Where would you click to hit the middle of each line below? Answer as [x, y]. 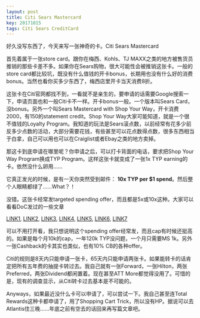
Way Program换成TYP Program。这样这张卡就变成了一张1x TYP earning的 [97, 159]
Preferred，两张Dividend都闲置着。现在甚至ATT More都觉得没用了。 [90, 274]
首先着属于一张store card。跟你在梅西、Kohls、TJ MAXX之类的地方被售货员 [100, 59]
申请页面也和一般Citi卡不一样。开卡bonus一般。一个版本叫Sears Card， [104, 102]
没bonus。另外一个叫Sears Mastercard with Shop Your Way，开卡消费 [93, 109]
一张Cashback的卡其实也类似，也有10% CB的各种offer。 [76, 246]
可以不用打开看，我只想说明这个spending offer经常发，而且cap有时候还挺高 [99, 231]
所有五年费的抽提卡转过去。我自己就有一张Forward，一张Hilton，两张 [102, 266]
